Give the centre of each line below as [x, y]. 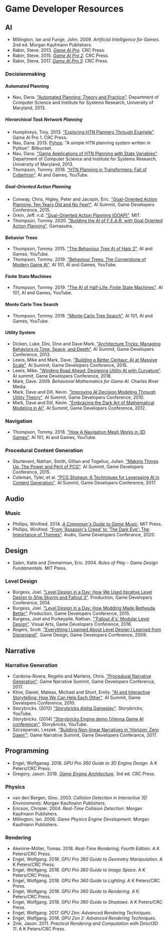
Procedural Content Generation [44, 451]
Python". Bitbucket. [32, 148]
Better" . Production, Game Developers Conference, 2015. [71, 613]
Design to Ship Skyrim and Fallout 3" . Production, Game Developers [82, 597]
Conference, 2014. [32, 603]
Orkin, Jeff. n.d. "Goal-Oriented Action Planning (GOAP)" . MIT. [77, 215]
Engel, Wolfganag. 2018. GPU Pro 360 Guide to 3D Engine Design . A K [85, 763]
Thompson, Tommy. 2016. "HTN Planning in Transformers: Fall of [79, 170]
